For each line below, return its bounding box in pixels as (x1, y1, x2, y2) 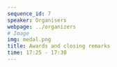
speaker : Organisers (7, 17, 68, 24)
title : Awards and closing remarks (7, 43, 111, 50)
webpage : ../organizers (7, 23, 77, 30)
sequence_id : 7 (7, 10, 52, 17)
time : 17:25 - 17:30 (7, 50, 68, 57)
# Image (7, 29, 30, 37)
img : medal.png (7, 36, 52, 43)
